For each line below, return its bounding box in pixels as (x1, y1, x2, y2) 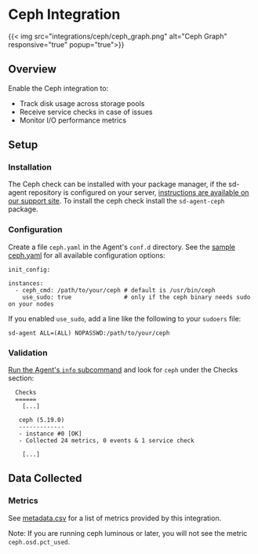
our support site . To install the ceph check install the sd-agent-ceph (8, 196, 225, 206)
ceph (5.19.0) (18, 416, 65, 424)
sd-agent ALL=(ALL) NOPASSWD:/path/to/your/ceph (8, 328, 170, 337)
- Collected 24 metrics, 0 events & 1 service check (18, 437, 194, 445)
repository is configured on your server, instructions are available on (28, 188, 249, 197)
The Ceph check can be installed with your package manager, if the (8, 179, 227, 189)
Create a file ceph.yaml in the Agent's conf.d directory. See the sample (8, 242, 236, 251)
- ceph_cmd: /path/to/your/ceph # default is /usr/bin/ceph (15, 286, 216, 294)
